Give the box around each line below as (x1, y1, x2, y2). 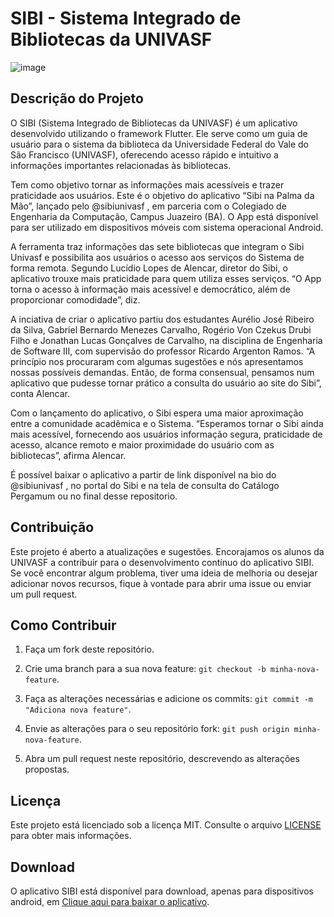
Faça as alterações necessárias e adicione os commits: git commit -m (24, 693, 313, 705)
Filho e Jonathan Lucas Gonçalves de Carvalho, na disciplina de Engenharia (10, 334, 323, 346)
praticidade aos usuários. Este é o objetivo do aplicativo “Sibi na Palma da (10, 189, 315, 201)
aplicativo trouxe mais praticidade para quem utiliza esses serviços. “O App (10, 272, 322, 284)
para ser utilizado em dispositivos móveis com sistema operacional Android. (10, 221, 324, 233)
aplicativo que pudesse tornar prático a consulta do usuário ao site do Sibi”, (10, 377, 322, 389)
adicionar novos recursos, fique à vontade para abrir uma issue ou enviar (10, 577, 312, 589)
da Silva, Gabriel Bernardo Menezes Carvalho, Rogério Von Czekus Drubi (10, 323, 312, 336)
